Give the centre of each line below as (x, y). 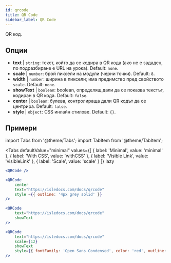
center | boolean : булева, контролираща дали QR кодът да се (79, 101)
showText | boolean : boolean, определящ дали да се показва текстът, (88, 90)
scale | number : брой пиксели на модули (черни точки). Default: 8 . (84, 74)
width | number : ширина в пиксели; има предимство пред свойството (88, 79)
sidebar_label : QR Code (31, 20)
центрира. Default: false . (40, 106)
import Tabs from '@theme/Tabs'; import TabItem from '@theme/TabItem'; (84, 140)
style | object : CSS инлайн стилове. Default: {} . (64, 112)
